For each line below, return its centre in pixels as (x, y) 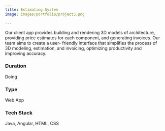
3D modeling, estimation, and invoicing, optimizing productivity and (73, 48)
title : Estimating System (32, 10)
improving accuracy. (26, 53)
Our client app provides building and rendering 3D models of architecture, (80, 32)
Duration (16, 66)
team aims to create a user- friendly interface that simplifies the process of (81, 43)
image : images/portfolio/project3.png (45, 14)
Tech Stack (19, 113)
